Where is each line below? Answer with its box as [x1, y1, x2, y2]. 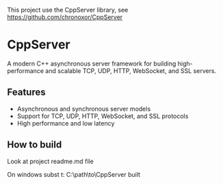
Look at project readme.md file [7, 157, 94, 165]
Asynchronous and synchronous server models [16, 104, 151, 113]
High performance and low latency [16, 119, 115, 127]
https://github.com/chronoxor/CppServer [7, 13, 123, 21]
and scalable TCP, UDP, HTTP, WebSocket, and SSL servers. [45, 66, 217, 74]
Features [7, 87, 46, 98]
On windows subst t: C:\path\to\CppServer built [7, 170, 141, 178]
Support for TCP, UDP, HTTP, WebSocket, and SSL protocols [16, 112, 189, 120]
